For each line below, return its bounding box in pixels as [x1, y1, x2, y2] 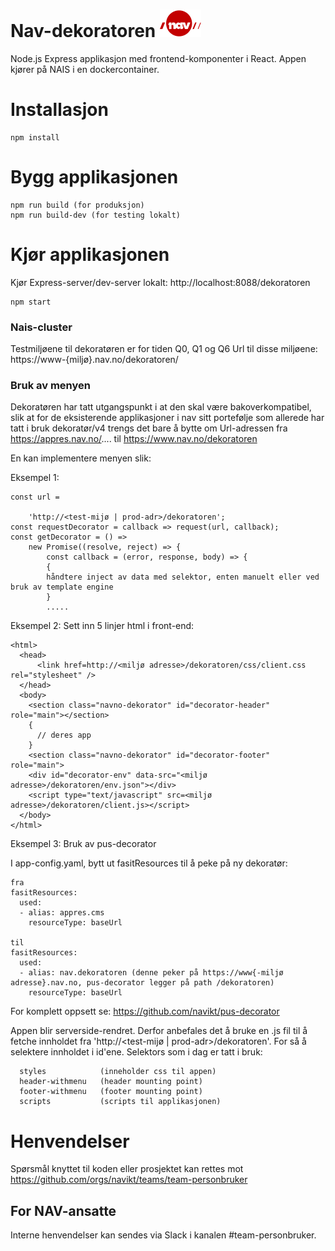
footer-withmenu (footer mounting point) [19, 1087, 203, 1097]
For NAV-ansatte [10, 1202, 117, 1219]
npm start [10, 297, 52, 307]
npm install [10, 132, 60, 143]
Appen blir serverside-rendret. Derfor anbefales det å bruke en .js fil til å [10, 1025, 308, 1037]
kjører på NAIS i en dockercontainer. [10, 63, 160, 75]
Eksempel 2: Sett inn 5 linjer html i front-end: [10, 620, 195, 632]
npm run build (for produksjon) [10, 200, 145, 210]
